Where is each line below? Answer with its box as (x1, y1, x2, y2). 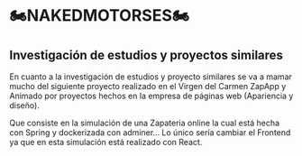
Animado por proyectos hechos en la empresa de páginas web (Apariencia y (9, 90, 294, 101)
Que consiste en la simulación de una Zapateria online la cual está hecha (9, 117, 280, 128)
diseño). (9, 100, 41, 111)
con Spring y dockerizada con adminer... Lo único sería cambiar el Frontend (9, 127, 291, 138)
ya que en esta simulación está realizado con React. (9, 137, 203, 147)
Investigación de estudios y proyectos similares (9, 47, 284, 62)
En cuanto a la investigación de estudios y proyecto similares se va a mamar (9, 71, 293, 82)
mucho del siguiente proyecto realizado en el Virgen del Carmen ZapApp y (9, 81, 287, 91)
